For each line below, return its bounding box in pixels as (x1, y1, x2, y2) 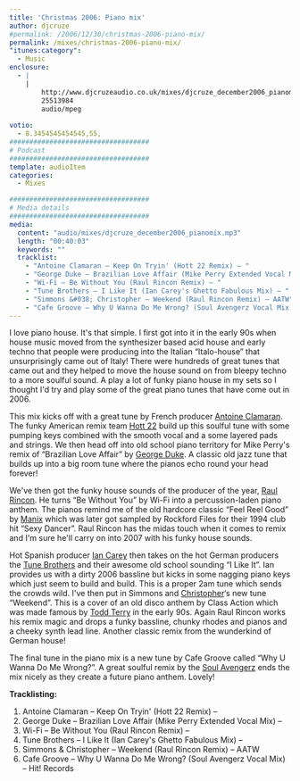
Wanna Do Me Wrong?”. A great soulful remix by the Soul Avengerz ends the (9, 662, 290, 673)
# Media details (9, 204, 70, 212)
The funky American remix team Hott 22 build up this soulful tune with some (9, 420, 290, 431)
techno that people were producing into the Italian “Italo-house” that (9, 346, 261, 357)
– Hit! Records (21, 763, 74, 774)
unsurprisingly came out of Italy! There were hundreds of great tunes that (9, 356, 280, 367)
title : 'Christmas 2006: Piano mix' (9, 12, 146, 22)
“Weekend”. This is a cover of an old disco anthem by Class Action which (9, 597, 279, 608)
